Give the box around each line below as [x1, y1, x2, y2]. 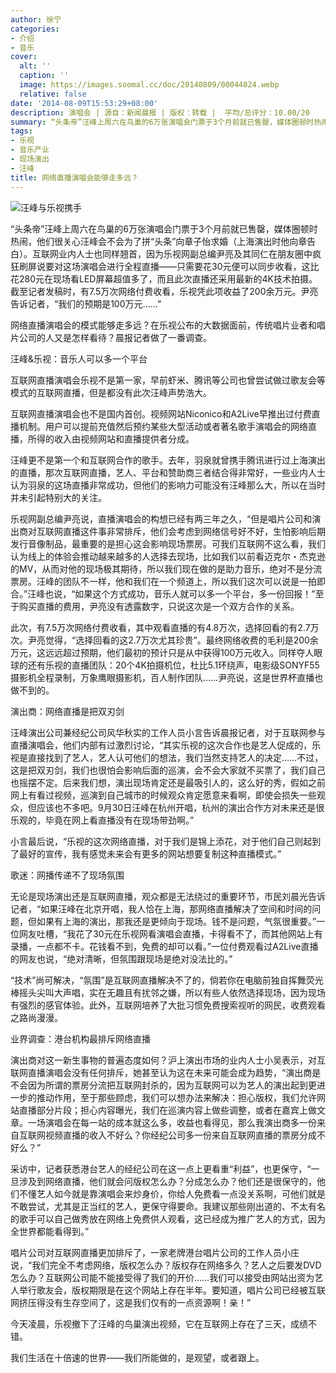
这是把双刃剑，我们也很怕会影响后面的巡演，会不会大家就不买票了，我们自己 [10, 764, 326, 776]
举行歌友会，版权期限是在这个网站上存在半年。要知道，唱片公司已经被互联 [18, 1284, 326, 1296]
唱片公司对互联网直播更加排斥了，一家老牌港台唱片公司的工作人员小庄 [10, 1246, 300, 1258]
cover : [10, 52, 38, 62]
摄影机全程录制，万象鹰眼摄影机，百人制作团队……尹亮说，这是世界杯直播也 [10, 671, 324, 683]
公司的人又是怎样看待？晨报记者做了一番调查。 [18, 331, 212, 343]
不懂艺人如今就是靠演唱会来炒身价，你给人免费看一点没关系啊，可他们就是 [18, 1187, 326, 1200]
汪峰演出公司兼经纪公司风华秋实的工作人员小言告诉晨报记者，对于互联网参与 [10, 726, 326, 738]
